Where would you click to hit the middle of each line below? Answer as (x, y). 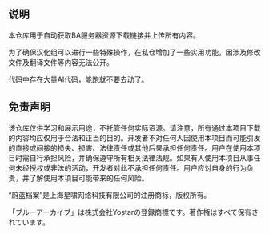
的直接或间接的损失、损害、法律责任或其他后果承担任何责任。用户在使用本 (131, 147)
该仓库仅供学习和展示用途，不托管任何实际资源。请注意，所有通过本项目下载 (134, 127)
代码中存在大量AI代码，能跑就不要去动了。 (78, 79)
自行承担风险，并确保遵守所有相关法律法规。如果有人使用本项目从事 (141, 158)
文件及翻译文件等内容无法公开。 (61, 62)
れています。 (29, 222)
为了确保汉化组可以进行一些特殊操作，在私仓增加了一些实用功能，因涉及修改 (134, 52)
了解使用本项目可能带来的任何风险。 (89, 178)
